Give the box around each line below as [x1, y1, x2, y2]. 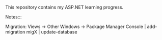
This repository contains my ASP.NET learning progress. [5, 4, 124, 10]
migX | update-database [26, 29, 77, 34]
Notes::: [5, 14, 22, 19]
